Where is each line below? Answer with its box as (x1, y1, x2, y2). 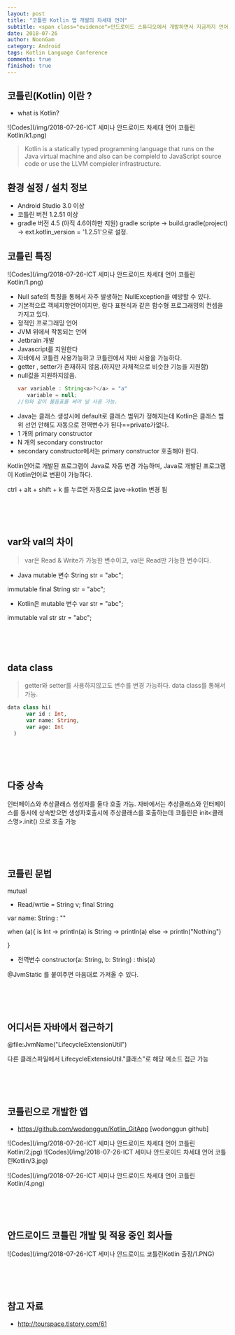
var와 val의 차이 (7, 536, 73, 548)
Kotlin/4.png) (7, 1179, 45, 1187)
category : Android (7, 43, 61, 50)
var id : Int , (25, 711, 68, 718)
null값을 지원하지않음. (17, 372, 77, 380)
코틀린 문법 (7, 868, 52, 880)
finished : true (7, 62, 52, 69)
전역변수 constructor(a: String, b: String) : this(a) (17, 956, 156, 964)
